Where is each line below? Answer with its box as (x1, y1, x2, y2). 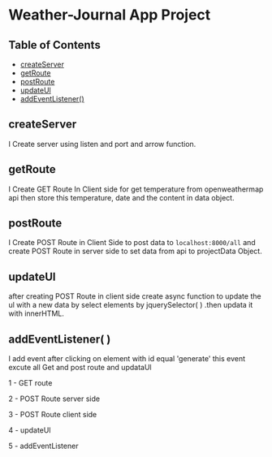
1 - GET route (8, 378, 53, 388)
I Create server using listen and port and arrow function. (8, 139, 196, 149)
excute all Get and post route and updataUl (8, 363, 152, 373)
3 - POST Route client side (8, 410, 97, 420)
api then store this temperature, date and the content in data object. (8, 192, 235, 202)
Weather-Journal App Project (8, 6, 211, 24)
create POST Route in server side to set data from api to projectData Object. (8, 246, 262, 257)
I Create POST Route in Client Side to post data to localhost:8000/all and (8, 238, 256, 248)
